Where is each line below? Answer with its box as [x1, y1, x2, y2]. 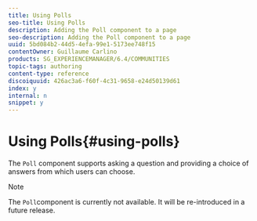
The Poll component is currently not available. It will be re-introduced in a [8, 197, 245, 207]
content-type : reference [8, 70, 89, 78]
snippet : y [8, 99, 44, 107]
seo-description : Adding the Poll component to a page [8, 33, 191, 42]
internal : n [8, 92, 47, 100]
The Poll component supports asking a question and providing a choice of [8, 158, 249, 168]
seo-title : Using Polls [8, 19, 86, 27]
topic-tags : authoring [8, 63, 82, 71]
